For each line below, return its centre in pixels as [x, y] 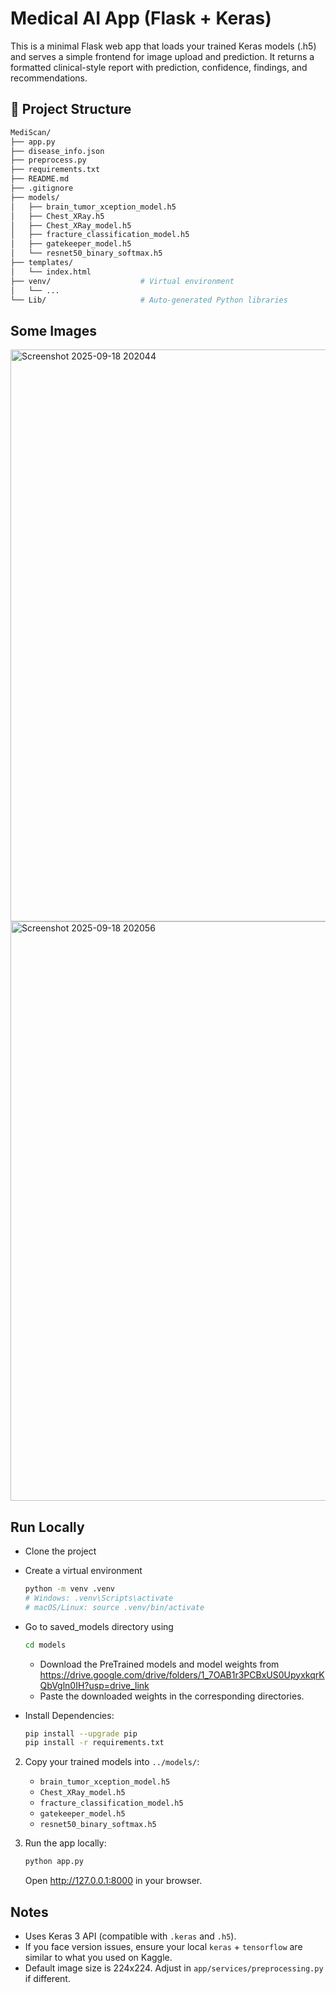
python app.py [54, 1862]
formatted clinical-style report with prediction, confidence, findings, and [159, 67]
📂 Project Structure [71, 109]
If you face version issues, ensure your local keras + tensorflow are [163, 1946]
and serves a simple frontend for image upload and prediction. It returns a [162, 56]
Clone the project [60, 1551]
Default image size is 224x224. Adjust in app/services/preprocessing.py [174, 1968]
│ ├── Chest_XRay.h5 [57, 216]
